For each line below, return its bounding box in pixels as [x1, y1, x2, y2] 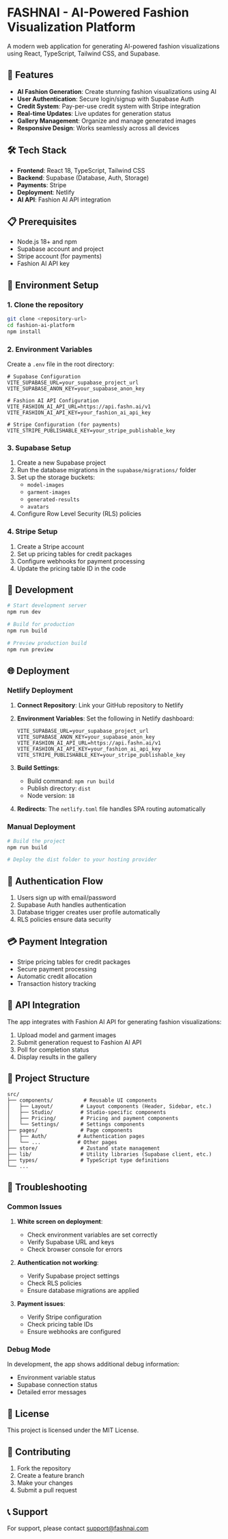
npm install [7, 328, 41, 335]
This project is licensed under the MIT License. [7, 1426, 139, 1434]
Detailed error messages [16, 1388, 87, 1396]
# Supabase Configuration [7, 373, 81, 380]
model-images [27, 482, 65, 489]
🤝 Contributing [7, 1446, 71, 1457]
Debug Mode [7, 1345, 51, 1355]
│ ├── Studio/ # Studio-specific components [7, 1108, 167, 1115]
